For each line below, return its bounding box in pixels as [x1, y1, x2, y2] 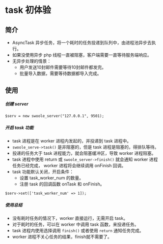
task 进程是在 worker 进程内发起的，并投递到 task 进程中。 [12, 138, 132, 144]
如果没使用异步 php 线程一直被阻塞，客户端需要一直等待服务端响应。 [12, 52, 152, 58]
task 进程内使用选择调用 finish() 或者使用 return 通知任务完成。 [12, 228, 144, 234]
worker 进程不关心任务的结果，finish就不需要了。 [12, 234, 112, 240]
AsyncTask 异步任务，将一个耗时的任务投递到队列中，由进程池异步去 [12, 40, 152, 45]
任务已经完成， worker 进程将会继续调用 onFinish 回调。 [12, 163, 126, 169]
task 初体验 [5, 4, 52, 16]
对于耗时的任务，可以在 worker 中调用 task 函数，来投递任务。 [12, 221, 139, 227]
